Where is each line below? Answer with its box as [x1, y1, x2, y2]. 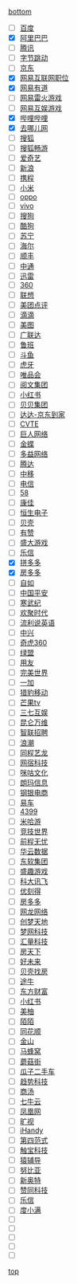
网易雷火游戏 [19, 93, 62, 103]
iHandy [19, 1125, 44, 1135]
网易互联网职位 [19, 73, 69, 83]
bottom [8, 7, 32, 16]
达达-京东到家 [19, 410, 66, 419]
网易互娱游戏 [19, 103, 62, 112]
